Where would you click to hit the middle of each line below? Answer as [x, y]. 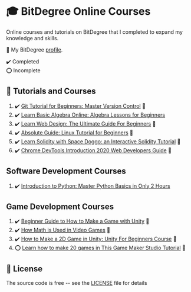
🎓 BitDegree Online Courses [78, 12]
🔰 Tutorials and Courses [51, 92]
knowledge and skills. [32, 38]
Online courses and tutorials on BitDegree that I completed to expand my [94, 32]
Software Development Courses [66, 171]
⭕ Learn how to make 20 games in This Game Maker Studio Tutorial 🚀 [100, 248]
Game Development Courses [60, 206]
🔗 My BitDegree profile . [34, 49]
